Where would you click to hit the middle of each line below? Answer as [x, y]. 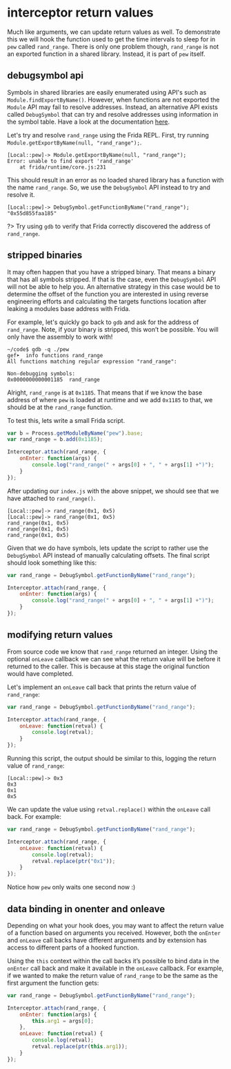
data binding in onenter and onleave [86, 909]
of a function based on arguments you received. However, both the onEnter [114, 933]
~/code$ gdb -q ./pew [38, 349]
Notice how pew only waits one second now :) [71, 887]
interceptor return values [80, 13]
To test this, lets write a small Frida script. [66, 420]
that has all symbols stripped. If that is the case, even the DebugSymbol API [112, 279]
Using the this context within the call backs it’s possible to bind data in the [113, 961]
